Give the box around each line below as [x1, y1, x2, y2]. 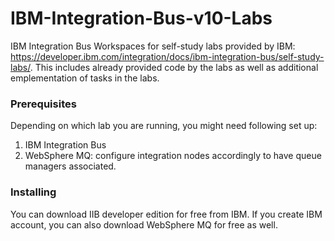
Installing [10, 185, 57, 199]
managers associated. [24, 160, 117, 172]
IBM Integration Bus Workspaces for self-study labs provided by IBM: [10, 40, 296, 52]
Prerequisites [10, 97, 77, 111]
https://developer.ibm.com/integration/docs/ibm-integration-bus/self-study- [10, 50, 325, 62]
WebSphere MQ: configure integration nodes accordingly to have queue [24, 150, 322, 162]
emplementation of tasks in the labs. [10, 72, 160, 84]
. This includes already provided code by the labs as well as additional [29, 61, 319, 73]
